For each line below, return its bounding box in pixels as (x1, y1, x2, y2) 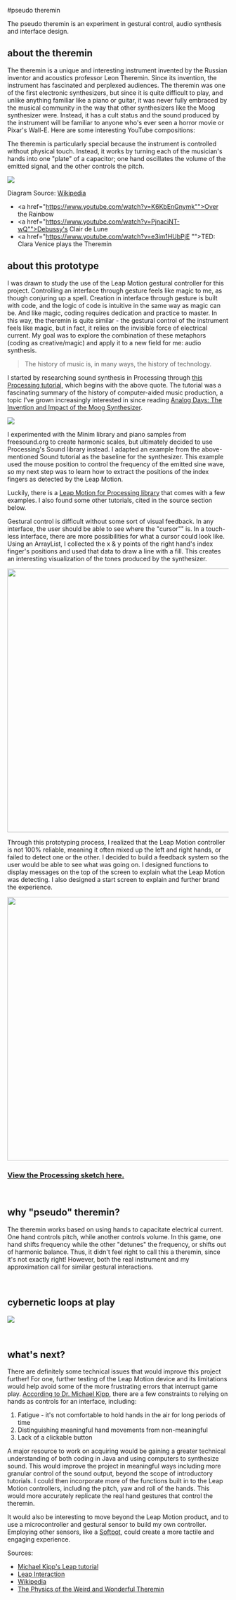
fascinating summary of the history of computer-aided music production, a (7, 388, 223, 397)
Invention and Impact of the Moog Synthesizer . (7, 403, 143, 411)
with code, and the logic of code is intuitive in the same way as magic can (7, 301, 221, 309)
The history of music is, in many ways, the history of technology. (24, 359, 212, 368)
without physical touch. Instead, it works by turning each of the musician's (7, 147, 223, 155)
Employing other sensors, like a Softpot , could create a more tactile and (7, 1528, 214, 1536)
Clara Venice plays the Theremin (17, 239, 112, 248)
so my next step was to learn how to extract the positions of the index (7, 467, 209, 475)
